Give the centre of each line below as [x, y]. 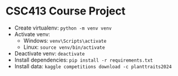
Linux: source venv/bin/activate [64, 47]
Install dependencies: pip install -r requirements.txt [84, 60]
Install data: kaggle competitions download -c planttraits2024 [93, 66]
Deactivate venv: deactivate [49, 53]
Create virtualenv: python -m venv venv [63, 28]
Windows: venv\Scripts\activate [65, 40]
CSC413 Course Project [66, 11]
